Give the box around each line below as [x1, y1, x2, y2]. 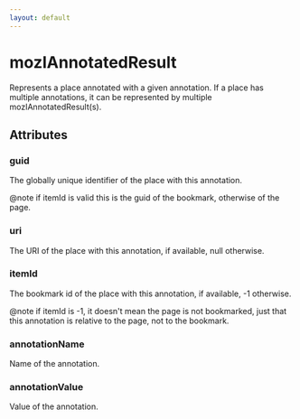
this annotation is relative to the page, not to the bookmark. [9, 315, 230, 326]
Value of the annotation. [9, 401, 99, 412]
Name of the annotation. [9, 358, 100, 369]
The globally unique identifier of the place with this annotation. [9, 175, 242, 186]
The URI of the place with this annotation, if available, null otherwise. [9, 245, 265, 256]
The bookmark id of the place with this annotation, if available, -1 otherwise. [9, 288, 292, 299]
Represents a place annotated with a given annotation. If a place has [9, 82, 264, 93]
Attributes [9, 127, 68, 143]
